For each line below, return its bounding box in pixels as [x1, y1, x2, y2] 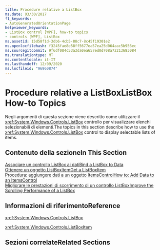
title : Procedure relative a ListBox [5, 7, 82, 12]
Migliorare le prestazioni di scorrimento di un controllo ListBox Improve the [5, 182, 154, 188]
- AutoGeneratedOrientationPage [5, 21, 71, 26]
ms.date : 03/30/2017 [5, 12, 47, 17]
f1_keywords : [5, 16, 32, 21]
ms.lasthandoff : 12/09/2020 [5, 62, 62, 66]
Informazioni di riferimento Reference [5, 202, 120, 210]
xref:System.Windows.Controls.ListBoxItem [5, 224, 92, 230]
